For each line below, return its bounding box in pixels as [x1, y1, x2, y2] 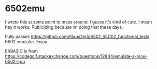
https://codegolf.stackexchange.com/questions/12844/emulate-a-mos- [5, 53, 147, 59]
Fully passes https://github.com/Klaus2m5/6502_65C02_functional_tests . [5, 34, 151, 39]
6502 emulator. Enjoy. [5, 38, 48, 44]
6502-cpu [5, 58, 25, 64]
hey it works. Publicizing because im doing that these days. [5, 24, 123, 30]
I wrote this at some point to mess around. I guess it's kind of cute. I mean [5, 19, 152, 25]
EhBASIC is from [5, 48, 38, 54]
